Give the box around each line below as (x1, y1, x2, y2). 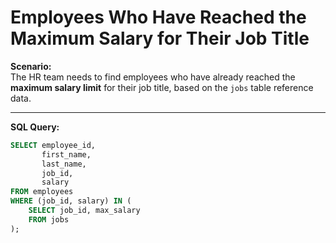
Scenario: (10, 60, 52, 72)
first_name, (41, 149, 92, 160)
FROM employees (10, 187, 74, 197)
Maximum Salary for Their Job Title (10, 27, 310, 50)
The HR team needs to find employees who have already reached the (10, 71, 296, 83)
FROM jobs (28, 214, 70, 225)
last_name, (41, 159, 87, 169)
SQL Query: (10, 121, 60, 133)
